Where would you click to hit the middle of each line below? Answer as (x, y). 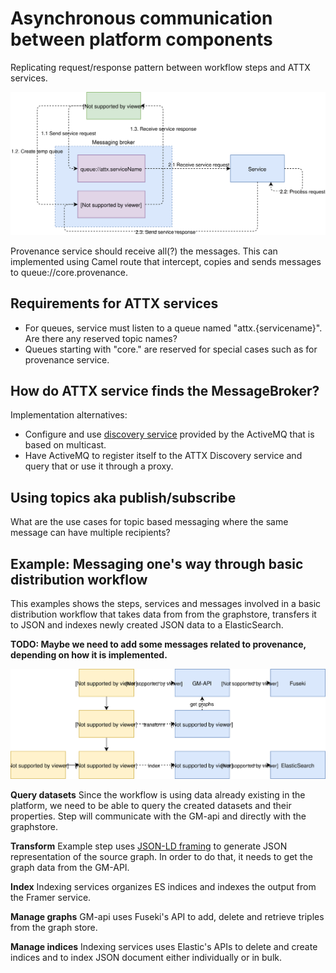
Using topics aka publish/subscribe (123, 497)
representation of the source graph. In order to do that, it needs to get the (161, 856)
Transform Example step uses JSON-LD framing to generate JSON (149, 846)
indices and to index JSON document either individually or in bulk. (146, 957)
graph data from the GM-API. (70, 867)
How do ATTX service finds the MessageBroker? (165, 391)
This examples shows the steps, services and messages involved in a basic (166, 604)
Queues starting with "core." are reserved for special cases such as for (171, 349)
